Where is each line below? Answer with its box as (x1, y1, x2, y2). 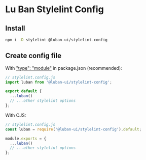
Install (5, 24, 25, 33)
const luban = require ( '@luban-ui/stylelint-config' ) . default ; (5, 126, 142, 132)
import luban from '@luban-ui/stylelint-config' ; (5, 79, 113, 85)
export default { (5, 89, 42, 94)
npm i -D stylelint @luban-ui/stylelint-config (5, 37, 108, 42)
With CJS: (5, 112, 26, 118)
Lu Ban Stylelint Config (5, 4, 104, 15)
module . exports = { (5, 136, 47, 141)
